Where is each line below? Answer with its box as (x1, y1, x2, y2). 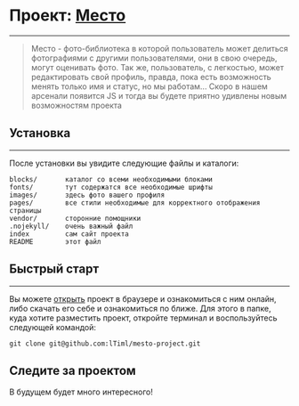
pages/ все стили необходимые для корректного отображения (9, 198, 261, 207)
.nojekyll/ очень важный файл (9, 222, 133, 231)
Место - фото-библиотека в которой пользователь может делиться (30, 43, 289, 53)
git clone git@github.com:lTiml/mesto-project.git (9, 339, 201, 348)
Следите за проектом (9, 362, 136, 378)
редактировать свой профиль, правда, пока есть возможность (30, 71, 271, 82)
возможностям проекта (30, 100, 123, 110)
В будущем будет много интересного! (9, 386, 154, 397)
